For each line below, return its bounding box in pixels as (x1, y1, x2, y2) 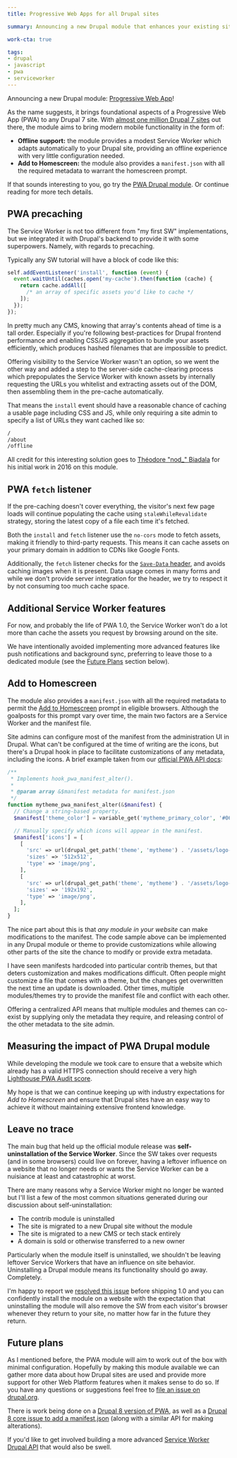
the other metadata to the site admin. (7, 1020, 115, 1028)
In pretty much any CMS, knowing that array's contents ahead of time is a (7, 321, 221, 329)
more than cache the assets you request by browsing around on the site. (7, 628, 219, 637)
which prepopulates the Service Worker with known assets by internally (7, 372, 216, 381)
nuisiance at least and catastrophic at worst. (7, 1172, 136, 1180)
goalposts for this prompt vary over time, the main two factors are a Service (7, 711, 228, 719)
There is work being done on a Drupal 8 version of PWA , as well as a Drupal (7, 1407, 228, 1415)
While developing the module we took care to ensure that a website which (7, 1059, 222, 1067)
